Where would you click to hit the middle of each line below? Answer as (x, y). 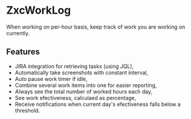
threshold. (27, 110)
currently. (18, 33)
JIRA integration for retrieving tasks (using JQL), (74, 66)
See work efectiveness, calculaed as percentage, (76, 98)
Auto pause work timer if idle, (51, 79)
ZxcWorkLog (38, 10)
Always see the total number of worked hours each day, (84, 91)
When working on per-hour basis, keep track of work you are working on (96, 27)
